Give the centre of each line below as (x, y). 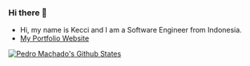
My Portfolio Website (54, 38)
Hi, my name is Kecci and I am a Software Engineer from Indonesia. (131, 30)
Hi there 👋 (28, 13)
